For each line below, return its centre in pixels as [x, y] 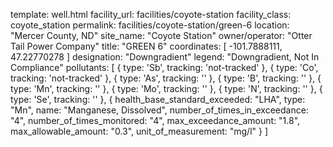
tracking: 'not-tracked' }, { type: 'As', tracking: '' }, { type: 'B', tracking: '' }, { [166, 78]
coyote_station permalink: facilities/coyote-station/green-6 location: [150, 25]
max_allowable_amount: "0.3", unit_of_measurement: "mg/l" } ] [139, 131]
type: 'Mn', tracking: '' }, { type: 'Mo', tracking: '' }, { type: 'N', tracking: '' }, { [166, 88]
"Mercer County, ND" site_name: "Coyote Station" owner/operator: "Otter [161, 35]
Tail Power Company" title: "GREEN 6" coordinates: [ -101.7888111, [146, 46]
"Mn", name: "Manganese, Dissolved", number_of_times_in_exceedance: [159, 110]
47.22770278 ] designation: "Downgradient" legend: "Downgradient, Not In [165, 57]
